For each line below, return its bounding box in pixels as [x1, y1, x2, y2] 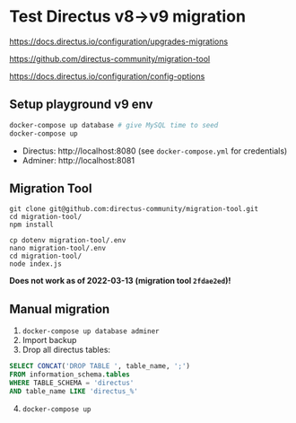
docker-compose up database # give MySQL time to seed [9, 120, 219, 129]
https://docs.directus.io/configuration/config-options [9, 70, 205, 82]
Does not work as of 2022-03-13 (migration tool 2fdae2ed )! [9, 276, 231, 286]
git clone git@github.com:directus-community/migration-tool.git [9, 205, 258, 214]
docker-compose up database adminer [22, 327, 160, 336]
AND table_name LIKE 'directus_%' [9, 386, 139, 396]
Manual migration [9, 301, 110, 316]
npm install [9, 220, 54, 230]
